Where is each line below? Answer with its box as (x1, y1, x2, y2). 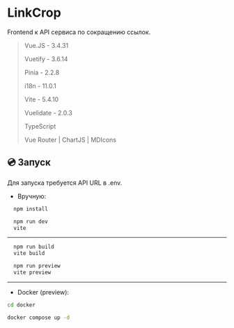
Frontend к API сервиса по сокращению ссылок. (7, 28, 151, 36)
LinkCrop (7, 5, 61, 21)
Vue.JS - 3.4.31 (24, 41, 69, 49)
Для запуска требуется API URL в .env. (7, 179, 123, 187)
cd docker (7, 301, 36, 309)
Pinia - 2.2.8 (24, 68, 60, 76)
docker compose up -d (7, 314, 70, 321)
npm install (13, 205, 49, 213)
